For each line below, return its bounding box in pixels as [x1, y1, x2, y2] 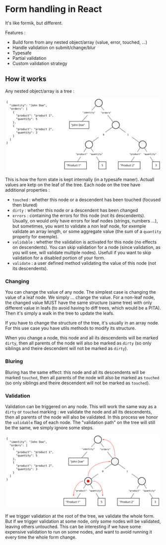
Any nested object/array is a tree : [5, 88, 75, 94]
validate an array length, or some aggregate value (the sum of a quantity [12, 228, 162, 234]
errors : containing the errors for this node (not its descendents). [12, 213, 145, 218]
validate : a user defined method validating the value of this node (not [12, 260, 157, 266]
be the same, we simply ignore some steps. [5, 425, 94, 431]
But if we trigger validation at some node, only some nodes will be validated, [5, 519, 161, 525]
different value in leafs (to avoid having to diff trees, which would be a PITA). [5, 305, 161, 311]
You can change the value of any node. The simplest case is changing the [5, 289, 156, 295]
